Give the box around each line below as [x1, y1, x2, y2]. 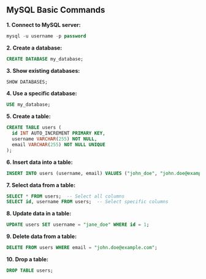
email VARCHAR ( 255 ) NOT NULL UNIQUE [12, 141, 105, 147]
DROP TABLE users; [6, 267, 53, 274]
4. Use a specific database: [6, 90, 78, 97]
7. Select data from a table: [6, 181, 75, 188]
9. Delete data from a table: [6, 232, 77, 240]
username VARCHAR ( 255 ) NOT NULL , [12, 136, 97, 143]
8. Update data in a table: [6, 210, 72, 217]
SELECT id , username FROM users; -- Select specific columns [6, 199, 169, 205]
